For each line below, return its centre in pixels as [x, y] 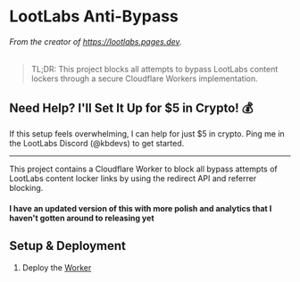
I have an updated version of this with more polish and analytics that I [141, 208]
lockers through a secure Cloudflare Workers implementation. [145, 79]
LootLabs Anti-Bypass [94, 17]
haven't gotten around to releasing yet [82, 218]
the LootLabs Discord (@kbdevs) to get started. [97, 144]
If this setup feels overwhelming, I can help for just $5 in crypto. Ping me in [147, 134]
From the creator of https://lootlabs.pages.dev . [96, 41]
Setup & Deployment [68, 246]
